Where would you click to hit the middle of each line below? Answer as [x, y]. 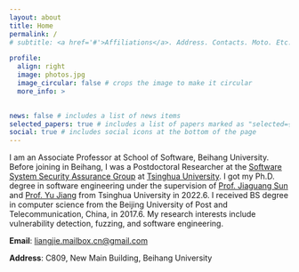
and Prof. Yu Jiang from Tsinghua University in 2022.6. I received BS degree [149, 196]
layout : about [36, 17]
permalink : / [33, 34]
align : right [41, 67]
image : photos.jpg [52, 75]
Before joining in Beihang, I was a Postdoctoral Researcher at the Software [145, 167]
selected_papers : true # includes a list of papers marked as [127, 124]
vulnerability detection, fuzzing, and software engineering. [117, 224]
